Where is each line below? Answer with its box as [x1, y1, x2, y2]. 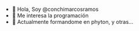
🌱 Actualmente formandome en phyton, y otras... [11, 18, 134, 25]
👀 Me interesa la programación [11, 12, 89, 19]
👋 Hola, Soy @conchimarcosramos [11, 6, 99, 13]
